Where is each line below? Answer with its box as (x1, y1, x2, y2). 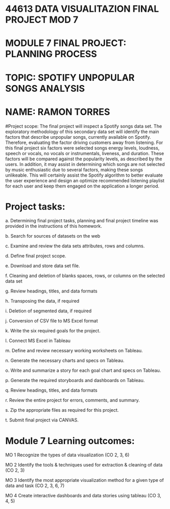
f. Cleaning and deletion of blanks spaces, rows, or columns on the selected (5, 272, 165, 279)
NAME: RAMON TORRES (5, 106, 110, 118)
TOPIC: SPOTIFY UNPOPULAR (5, 72, 135, 83)
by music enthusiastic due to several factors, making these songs (5, 166, 143, 173)
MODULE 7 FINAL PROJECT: (5, 37, 127, 49)
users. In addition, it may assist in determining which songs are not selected (5, 161, 165, 167)
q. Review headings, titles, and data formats (5, 387, 98, 393)
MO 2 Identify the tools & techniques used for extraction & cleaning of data (5, 462, 163, 468)
